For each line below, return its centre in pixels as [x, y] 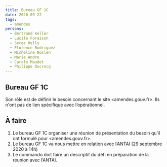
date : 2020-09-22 [24, 15]
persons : [14, 29]
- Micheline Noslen [30, 52]
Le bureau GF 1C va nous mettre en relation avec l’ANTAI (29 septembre [87, 144]
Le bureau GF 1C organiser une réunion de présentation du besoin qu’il [86, 133]
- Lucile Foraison [29, 39]
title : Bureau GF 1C [27, 10]
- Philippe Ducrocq [30, 66]
